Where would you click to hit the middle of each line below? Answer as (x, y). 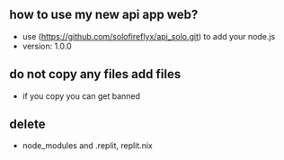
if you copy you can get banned (81, 96)
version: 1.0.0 (47, 46)
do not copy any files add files (95, 74)
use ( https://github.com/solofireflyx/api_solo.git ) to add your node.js (149, 36)
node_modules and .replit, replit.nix (87, 146)
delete (27, 124)
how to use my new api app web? (104, 15)
